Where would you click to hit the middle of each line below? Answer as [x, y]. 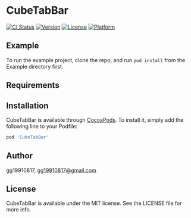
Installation [27, 105]
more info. [19, 210]
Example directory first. [35, 66]
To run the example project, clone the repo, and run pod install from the [96, 60]
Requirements [33, 85]
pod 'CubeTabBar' [28, 137]
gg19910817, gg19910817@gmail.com [51, 170]
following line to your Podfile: [42, 126]
